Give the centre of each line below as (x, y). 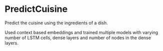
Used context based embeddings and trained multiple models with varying (81, 32)
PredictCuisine (36, 9)
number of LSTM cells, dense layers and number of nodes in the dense (78, 38)
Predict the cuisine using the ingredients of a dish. (56, 23)
